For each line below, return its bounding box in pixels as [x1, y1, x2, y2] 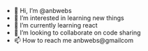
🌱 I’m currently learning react [13, 21, 98, 29]
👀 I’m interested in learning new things [13, 14, 124, 22]
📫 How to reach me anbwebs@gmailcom [13, 37, 134, 44]
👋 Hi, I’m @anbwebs [13, 7, 72, 14]
